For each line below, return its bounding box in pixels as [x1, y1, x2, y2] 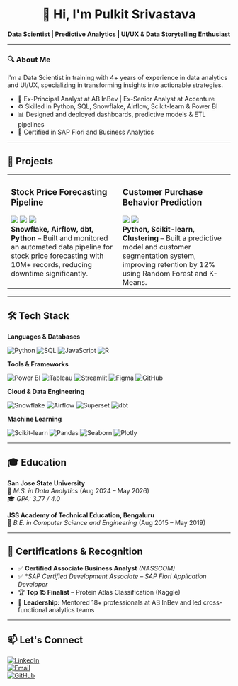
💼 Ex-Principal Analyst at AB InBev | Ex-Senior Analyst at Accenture [17, 95, 215, 103]
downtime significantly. [11, 269, 89, 279]
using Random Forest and [123, 269, 208, 279]
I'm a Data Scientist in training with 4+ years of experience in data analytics [7, 74, 228, 82]
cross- [203, 598, 223, 607]
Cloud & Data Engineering [7, 387, 85, 395]
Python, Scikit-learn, [123, 224, 195, 234]
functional [17, 606, 47, 614]
